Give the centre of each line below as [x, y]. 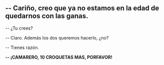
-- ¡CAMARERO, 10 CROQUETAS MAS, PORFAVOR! [59, 57]
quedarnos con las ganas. [47, 16]
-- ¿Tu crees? [19, 28]
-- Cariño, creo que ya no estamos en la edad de [82, 8]
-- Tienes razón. [22, 47]
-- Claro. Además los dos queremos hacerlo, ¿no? [57, 37]
